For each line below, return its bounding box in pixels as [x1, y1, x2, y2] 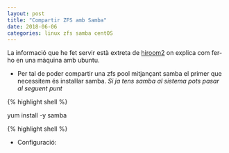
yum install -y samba [7, 111, 67, 120]
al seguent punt [17, 84, 62, 92]
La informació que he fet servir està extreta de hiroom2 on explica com [7, 49, 210, 57]
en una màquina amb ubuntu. [16, 56, 100, 65]
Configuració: [17, 138, 57, 147]
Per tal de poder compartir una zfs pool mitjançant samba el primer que [17, 70, 222, 78]
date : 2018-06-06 [7, 23, 58, 30]
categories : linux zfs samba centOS [7, 29, 113, 37]
